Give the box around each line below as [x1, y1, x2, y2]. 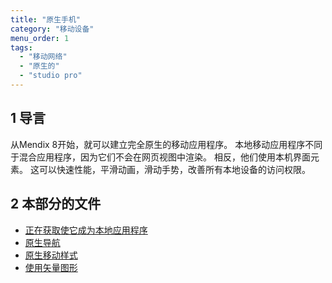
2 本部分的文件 [10, 196, 102, 213]
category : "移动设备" [10, 24, 95, 34]
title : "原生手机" [10, 14, 82, 25]
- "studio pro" [19, 71, 83, 81]
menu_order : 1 [10, 33, 70, 43]
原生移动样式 [24, 249, 78, 261]
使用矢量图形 [24, 261, 78, 273]
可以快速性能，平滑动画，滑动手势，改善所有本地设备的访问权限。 [38, 163, 311, 175]
